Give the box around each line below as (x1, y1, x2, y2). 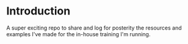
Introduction (6, 4, 71, 18)
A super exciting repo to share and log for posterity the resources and (6, 24, 182, 31)
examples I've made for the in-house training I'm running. (6, 30, 151, 37)
